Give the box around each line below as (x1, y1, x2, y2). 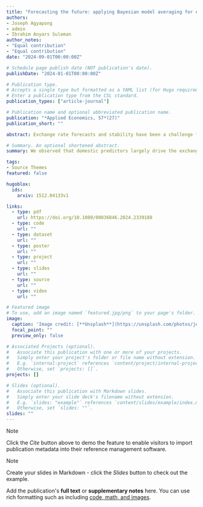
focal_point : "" (11, 326, 53, 333)
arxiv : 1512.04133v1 (17, 192, 69, 199)
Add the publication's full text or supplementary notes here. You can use (6, 487, 190, 494)
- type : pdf (11, 209, 42, 215)
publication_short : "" (6, 121, 63, 127)
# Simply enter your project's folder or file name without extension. (6, 355, 196, 361)
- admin (6, 25, 26, 32)
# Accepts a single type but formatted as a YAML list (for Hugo (6, 87, 174, 93)
